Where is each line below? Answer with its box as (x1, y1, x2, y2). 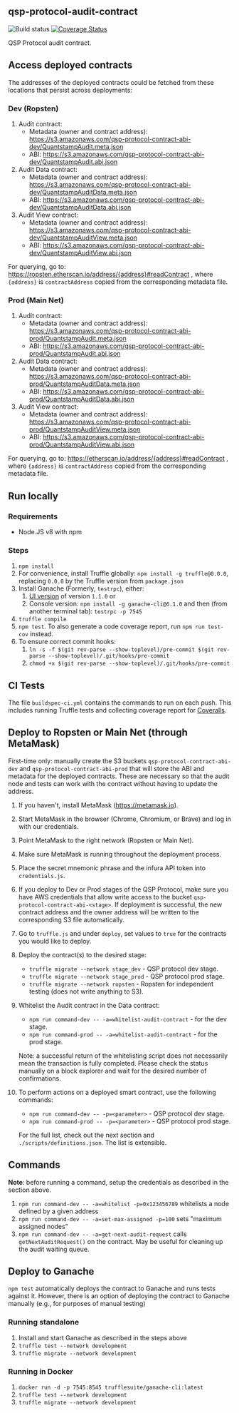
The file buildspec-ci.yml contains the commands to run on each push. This (8, 698, 232, 707)
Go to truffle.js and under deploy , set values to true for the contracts (18, 929, 227, 937)
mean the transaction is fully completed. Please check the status (18, 1059, 208, 1067)
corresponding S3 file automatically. (18, 915, 125, 924)
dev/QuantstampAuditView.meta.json (28, 233, 138, 242)
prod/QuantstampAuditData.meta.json (28, 379, 141, 388)
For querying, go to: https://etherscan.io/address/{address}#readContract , (8, 454, 228, 463)
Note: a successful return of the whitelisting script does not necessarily (18, 1051, 228, 1060)
